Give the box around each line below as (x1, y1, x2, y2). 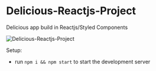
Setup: (6, 46, 22, 54)
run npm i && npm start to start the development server (14, 58, 151, 65)
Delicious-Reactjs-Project (6, 4, 136, 18)
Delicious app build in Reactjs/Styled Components (6, 24, 128, 31)
